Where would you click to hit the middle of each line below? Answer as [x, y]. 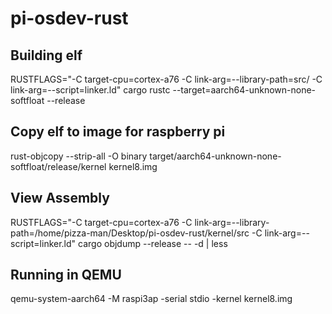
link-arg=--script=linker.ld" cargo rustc [90, 90]
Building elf [46, 55]
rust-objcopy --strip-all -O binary [79, 156]
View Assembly [60, 198]
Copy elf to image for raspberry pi [118, 132]
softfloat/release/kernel [58, 166]
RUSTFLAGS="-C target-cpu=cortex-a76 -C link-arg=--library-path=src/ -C [166, 79]
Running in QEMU [66, 275]
